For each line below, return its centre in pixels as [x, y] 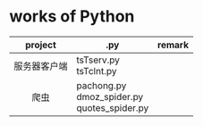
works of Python [72, 17]
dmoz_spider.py [110, 97]
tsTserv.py [98, 60]
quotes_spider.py [113, 107]
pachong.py [101, 85]
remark [173, 45]
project [41, 45]
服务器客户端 [41, 66]
